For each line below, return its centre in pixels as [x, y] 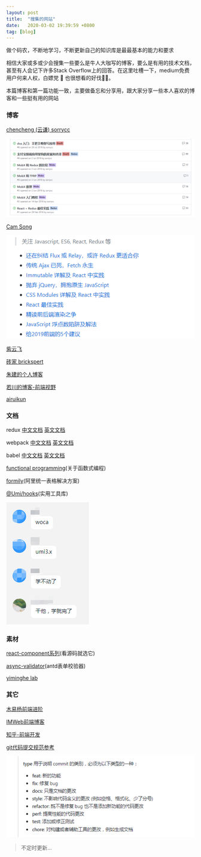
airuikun [16, 399]
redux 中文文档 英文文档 [36, 430]
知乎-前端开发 [23, 734]
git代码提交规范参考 [31, 747]
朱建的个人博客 [25, 374]
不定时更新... [36, 847]
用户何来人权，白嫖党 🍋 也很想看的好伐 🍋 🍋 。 [60, 78]
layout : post [22, 13]
